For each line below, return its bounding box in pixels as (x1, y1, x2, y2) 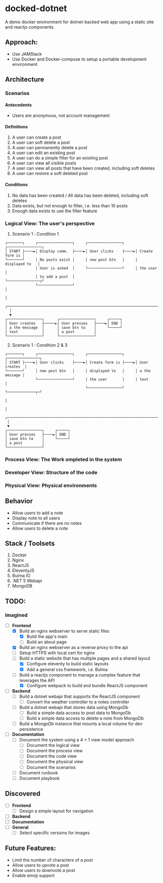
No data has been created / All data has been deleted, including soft (12, 192, 148, 198)
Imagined (5, 612, 28, 618)
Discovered (5, 789, 40, 798)
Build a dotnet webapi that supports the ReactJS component (19, 694, 140, 699)
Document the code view (26, 753, 77, 759)
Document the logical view (26, 742, 80, 748)
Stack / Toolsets (5, 539, 55, 548)
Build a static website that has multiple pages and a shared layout (19, 655, 150, 662)
